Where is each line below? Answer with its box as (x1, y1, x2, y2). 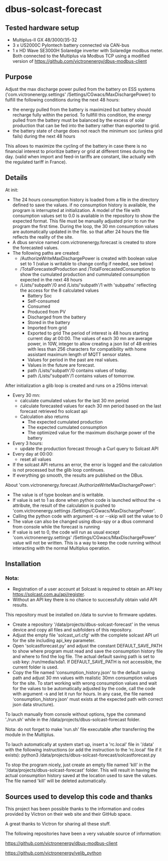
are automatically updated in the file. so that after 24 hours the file (12, 229, 149, 235)
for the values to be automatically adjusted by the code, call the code (12, 686, 155, 692)
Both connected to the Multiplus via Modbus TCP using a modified (12, 53, 150, 59)
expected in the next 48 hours (20, 276, 83, 282)
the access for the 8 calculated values (20, 287, 99, 293)
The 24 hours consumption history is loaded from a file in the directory (12, 196, 159, 202)
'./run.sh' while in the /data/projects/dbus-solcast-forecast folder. (5, 717, 140, 723)
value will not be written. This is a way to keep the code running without (12, 540, 161, 546)
